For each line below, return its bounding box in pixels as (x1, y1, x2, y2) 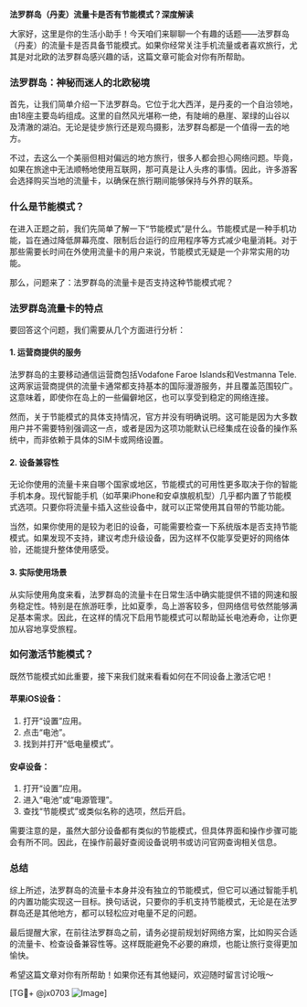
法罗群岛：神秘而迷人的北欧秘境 (9, 76, 151, 89)
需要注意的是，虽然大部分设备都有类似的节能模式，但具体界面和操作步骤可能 (9, 825, 298, 836)
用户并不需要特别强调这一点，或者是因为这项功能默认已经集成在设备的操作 (9, 423, 290, 434)
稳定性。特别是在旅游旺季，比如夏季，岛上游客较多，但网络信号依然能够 (16, 600, 290, 611)
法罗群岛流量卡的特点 (9, 302, 103, 315)
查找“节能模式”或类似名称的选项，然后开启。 (22, 806, 191, 817)
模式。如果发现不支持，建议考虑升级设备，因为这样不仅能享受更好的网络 (9, 532, 281, 543)
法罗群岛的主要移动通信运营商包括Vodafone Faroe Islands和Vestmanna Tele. (9, 370, 297, 380)
